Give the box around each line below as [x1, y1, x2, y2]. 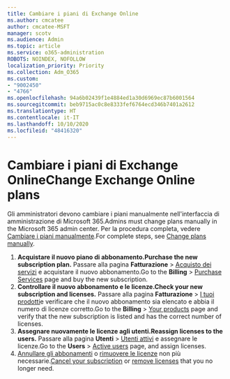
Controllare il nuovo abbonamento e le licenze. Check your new [17, 283, 204, 291]
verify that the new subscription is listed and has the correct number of [17, 312, 222, 321]
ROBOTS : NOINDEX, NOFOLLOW [7, 56, 86, 63]
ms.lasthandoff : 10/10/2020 [7, 120, 89, 128]
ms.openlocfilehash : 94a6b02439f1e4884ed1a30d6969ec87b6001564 [7, 95, 195, 102]
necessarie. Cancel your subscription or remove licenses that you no [17, 357, 213, 365]
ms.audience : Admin [7, 36, 64, 43]
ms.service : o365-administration [7, 50, 105, 57]
